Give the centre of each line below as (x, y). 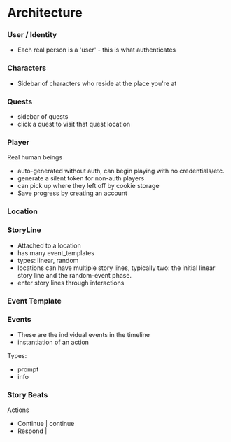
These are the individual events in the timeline (84, 334)
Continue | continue (46, 424)
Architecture (45, 13)
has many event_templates (56, 252)
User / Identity (32, 35)
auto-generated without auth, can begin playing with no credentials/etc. (121, 171)
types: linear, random (48, 260)
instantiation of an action (53, 342)
